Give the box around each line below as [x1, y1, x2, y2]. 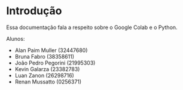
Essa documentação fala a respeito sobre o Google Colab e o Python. [6, 24, 178, 31]
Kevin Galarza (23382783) [14, 65, 80, 72]
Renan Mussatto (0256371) [14, 78, 82, 85]
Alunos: [6, 35, 25, 42]
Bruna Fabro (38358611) [14, 53, 75, 60]
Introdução [6, 4, 62, 18]
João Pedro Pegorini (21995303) [14, 59, 96, 66]
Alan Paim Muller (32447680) [14, 46, 88, 54]
